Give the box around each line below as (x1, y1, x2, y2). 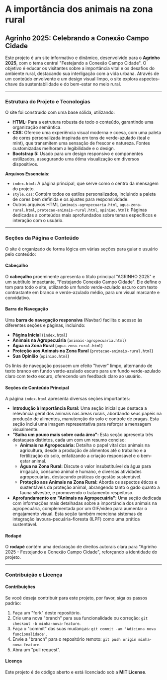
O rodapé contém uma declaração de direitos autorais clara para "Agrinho (5, 544, 157, 550)
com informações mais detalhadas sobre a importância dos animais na (12, 500, 158, 506)
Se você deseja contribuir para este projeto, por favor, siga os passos (5, 595, 148, 601)
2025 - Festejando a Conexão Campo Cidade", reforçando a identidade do (5, 549, 158, 555)
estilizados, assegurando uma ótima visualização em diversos (12, 156, 139, 162)
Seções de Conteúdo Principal (5, 384, 69, 390)
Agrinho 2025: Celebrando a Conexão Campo (5, 34, 149, 42)
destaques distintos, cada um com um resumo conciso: (12, 437, 126, 443)
